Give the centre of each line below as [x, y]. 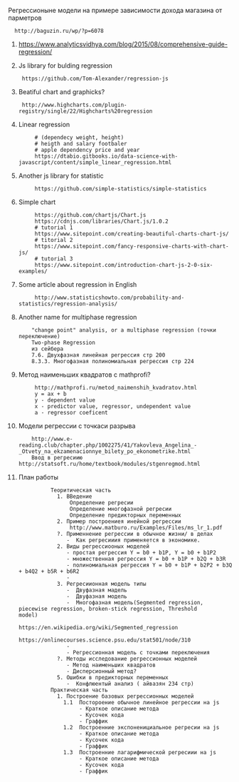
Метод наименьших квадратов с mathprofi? [85, 375]
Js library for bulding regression [65, 66]
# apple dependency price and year [87, 150]
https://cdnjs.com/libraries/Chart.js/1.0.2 [102, 221]
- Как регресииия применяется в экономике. [133, 540]
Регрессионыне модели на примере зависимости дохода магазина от [115, 10]
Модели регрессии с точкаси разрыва [77, 426]
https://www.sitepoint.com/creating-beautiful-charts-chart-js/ [132, 234]
